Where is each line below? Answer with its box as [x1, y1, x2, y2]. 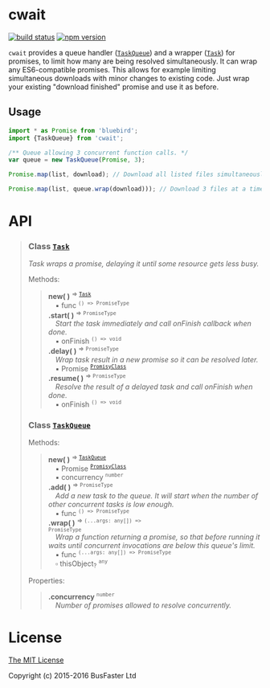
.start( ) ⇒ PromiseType [47, 309, 117, 320]
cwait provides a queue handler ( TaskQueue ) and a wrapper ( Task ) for [8, 47, 235, 57]
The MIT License [8, 655, 64, 665]
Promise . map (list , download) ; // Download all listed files [8, 170, 215, 178]
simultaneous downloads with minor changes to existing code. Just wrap [8, 73, 250, 83]
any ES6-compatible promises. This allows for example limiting [8, 64, 216, 74]
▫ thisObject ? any [55, 558, 108, 570]
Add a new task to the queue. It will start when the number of [55, 490, 259, 500]
